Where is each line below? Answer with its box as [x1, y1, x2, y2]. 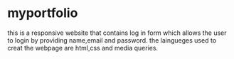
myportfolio [7, 5, 78, 21]
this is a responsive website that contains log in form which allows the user [7, 28, 227, 37]
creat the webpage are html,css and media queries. [7, 43, 159, 52]
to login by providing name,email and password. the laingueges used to [7, 36, 217, 44]
